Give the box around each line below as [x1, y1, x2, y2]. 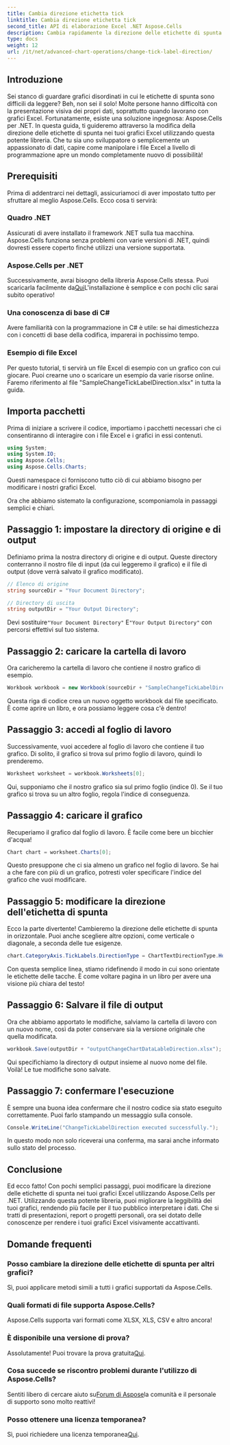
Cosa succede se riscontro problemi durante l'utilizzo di [7, 1366, 197, 1376]
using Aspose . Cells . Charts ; [7, 463, 88, 471]
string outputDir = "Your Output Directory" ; [7, 606, 139, 613]
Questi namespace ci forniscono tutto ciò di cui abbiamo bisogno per [7, 476, 202, 484]
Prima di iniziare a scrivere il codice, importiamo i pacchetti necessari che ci [7, 423, 222, 432]
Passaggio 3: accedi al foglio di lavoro [7, 724, 172, 736]
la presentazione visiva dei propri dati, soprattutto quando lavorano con [7, 107, 209, 115]
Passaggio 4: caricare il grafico [7, 810, 143, 821]
